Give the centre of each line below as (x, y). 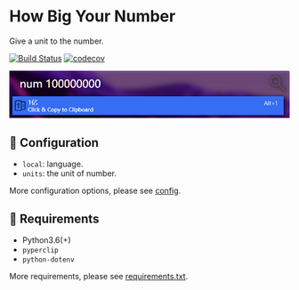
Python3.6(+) (46, 240)
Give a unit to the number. (57, 41)
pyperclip (40, 251)
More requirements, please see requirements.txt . (99, 277)
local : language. (53, 164)
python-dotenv (48, 260)
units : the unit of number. (69, 173)
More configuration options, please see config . (95, 191)
